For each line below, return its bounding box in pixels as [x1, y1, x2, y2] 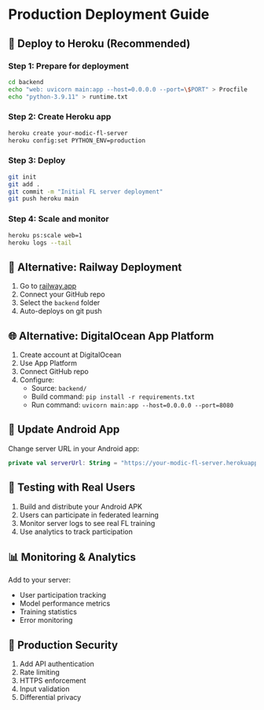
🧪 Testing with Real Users [8, 481, 136, 495]
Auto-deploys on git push [19, 307, 102, 316]
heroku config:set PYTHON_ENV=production [8, 136, 146, 145]
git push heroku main [8, 195, 79, 203]
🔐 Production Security [8, 638, 119, 652]
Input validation [19, 684, 70, 693]
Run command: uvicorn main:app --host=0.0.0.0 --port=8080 [31, 400, 234, 410]
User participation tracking [19, 590, 107, 600]
